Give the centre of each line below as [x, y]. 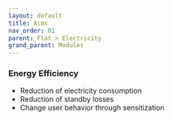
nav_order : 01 [32, 30]
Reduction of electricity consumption [81, 91]
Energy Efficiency [44, 74]
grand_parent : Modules [46, 46]
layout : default [35, 16]
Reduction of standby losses [67, 99]
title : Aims [28, 23]
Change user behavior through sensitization [92, 108]
